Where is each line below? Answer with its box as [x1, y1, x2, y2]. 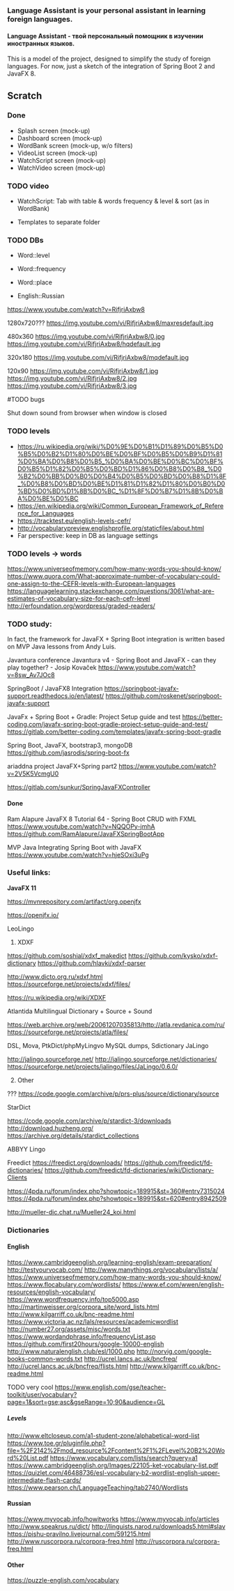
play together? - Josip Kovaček [7, 663, 97, 672]
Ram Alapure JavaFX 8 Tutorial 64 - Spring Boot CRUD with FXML [7, 815, 197, 823]
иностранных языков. [7, 39, 75, 48]
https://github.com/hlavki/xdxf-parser [37, 959, 146, 967]
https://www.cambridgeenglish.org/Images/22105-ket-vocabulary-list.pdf [7, 1461, 219, 1469]
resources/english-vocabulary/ [7, 1288, 96, 1296]
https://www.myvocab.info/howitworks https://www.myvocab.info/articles [7, 1515, 219, 1523]
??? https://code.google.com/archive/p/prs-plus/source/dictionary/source [7, 1089, 219, 1098]
